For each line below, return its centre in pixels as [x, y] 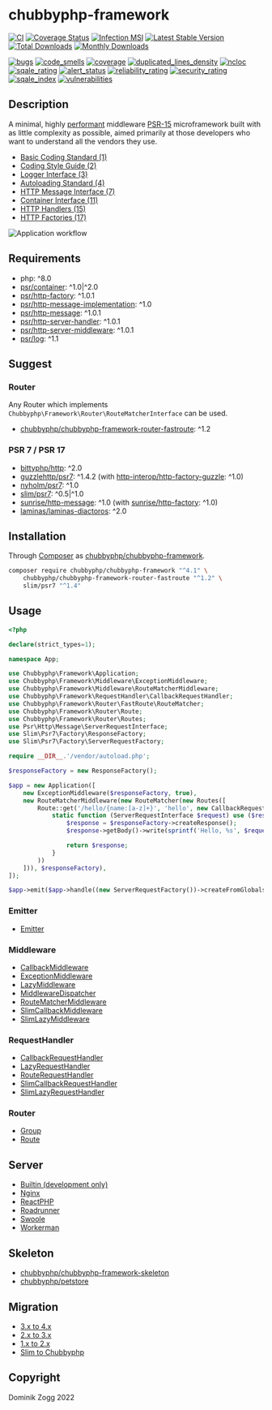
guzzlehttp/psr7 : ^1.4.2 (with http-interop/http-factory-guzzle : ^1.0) [132, 476]
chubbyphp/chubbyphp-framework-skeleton [95, 1273]
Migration [34, 1307]
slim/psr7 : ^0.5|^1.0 [52, 493]
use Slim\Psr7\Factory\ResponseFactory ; [78, 734]
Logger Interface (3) [54, 174]
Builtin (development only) [64, 1184]
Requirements [45, 258]
